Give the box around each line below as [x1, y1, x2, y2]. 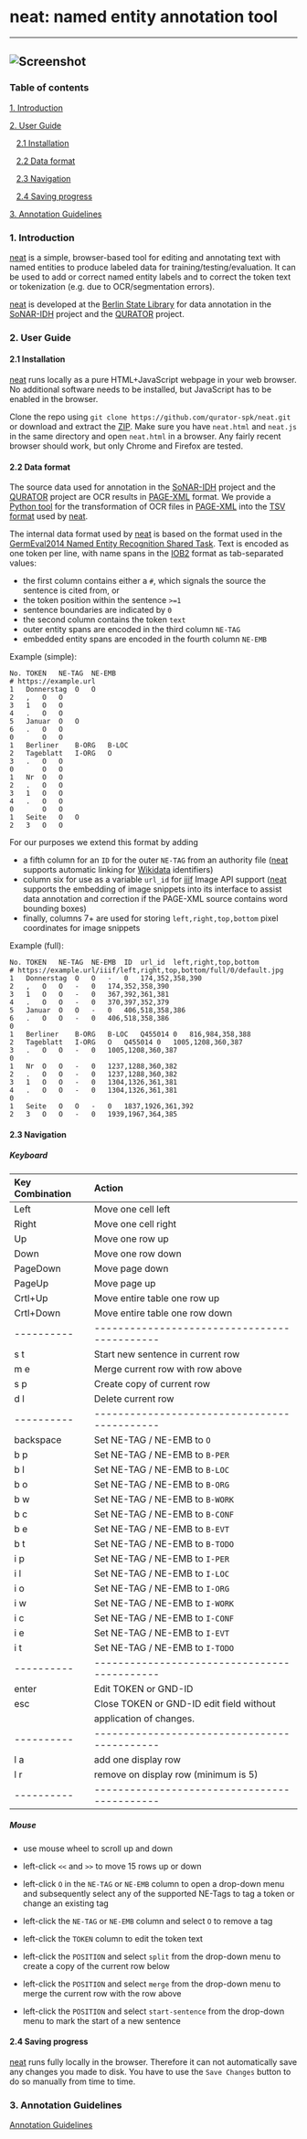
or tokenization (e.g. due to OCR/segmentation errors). [9, 281, 216, 291]
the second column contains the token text [22, 614, 186, 625]
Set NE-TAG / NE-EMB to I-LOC [94, 1567, 230, 1580]
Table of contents [9, 81, 90, 94]
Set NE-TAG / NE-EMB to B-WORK [94, 1492, 235, 1505]
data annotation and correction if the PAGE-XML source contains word [22, 894, 288, 905]
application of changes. [94, 1711, 195, 1724]
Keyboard [9, 1149, 48, 1161]
